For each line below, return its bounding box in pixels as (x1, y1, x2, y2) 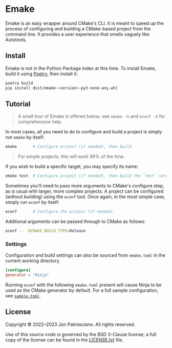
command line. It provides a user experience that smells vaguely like (5, 31, 150, 37)
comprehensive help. (17, 119, 62, 125)
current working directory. (5, 258, 60, 264)
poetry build (5, 80, 33, 85)
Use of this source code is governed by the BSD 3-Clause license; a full (5, 331, 157, 337)
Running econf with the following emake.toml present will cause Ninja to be (5, 282, 162, 288)
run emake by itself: (5, 134, 45, 141)
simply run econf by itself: (5, 199, 60, 205)
